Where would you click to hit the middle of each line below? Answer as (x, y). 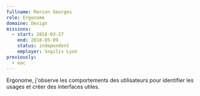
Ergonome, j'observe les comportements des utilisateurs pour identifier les (100, 80)
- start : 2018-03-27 (38, 35)
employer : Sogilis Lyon (48, 52)
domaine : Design (27, 23)
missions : (19, 29)
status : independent (43, 46)
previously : (21, 57)
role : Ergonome (26, 18)
